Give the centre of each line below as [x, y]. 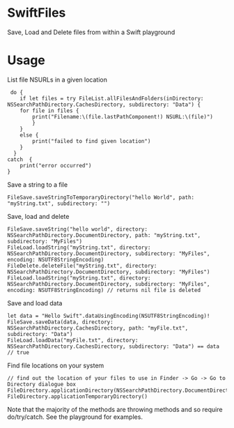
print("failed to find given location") [92, 141]
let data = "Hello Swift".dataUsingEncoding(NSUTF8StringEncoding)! [109, 316]
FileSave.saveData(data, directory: [60, 322]
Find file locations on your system [56, 365]
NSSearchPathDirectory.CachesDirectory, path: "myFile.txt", [98, 328]
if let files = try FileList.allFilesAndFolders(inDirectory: [112, 98]
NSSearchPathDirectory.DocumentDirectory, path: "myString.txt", [104, 235]
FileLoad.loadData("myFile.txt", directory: [73, 340]
